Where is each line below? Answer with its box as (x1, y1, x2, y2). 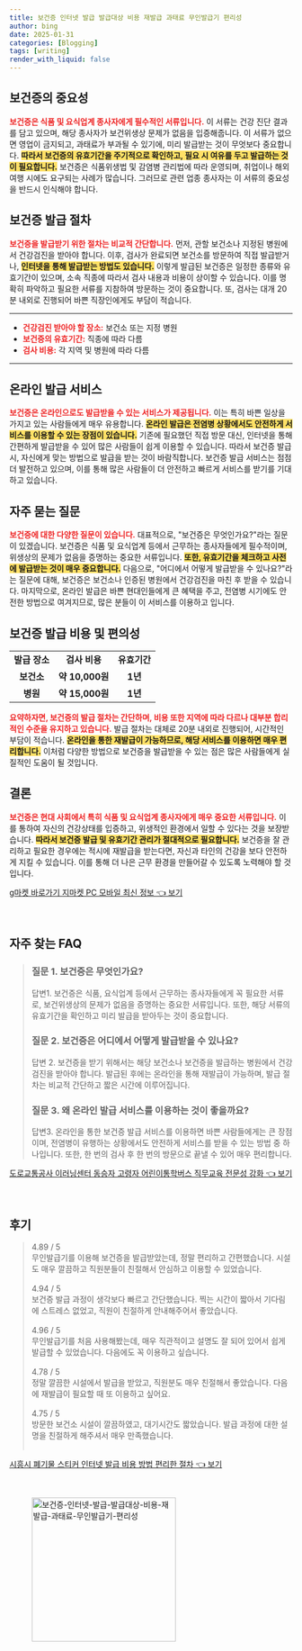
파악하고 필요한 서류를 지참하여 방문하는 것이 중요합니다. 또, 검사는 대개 (25, 283, 276, 293)
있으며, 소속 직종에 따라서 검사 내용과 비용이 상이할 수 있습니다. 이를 (40, 272, 278, 283)
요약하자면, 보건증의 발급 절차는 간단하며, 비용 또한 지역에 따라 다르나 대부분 (9, 712, 272, 723)
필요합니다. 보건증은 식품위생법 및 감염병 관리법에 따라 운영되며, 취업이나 (18, 161, 273, 172)
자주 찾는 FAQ (9, 936, 83, 952)
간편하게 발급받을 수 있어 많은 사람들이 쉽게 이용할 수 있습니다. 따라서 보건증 (9, 441, 276, 452)
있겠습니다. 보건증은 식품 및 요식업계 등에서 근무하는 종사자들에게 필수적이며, (18, 541, 288, 552)
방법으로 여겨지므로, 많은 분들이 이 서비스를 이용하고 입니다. (25, 597, 235, 608)
